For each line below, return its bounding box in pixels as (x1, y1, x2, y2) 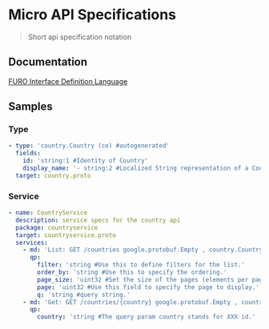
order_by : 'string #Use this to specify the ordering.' (37, 268, 227, 277)
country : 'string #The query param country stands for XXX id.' (37, 313, 256, 321)
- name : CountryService (8, 209, 88, 217)
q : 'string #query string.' (37, 291, 130, 299)
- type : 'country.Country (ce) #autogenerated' (8, 142, 171, 150)
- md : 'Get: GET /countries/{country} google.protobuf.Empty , (22, 298, 239, 306)
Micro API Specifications (8, 6, 177, 24)
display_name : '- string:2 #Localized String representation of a (22, 164, 249, 173)
